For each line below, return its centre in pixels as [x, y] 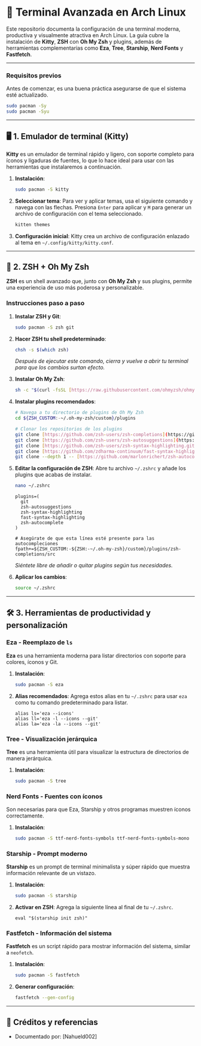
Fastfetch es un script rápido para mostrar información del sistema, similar [98, 946]
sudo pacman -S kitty [42, 189]
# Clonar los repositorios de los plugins [68, 429]
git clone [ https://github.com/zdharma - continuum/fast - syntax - [95, 451]
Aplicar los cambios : [41, 577]
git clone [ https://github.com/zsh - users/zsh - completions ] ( [91, 434]
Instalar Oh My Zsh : [40, 379]
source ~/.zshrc [35, 588]
